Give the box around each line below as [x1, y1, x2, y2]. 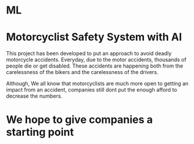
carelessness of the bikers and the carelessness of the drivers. [6, 69, 159, 76]
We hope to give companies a [6, 113, 153, 126]
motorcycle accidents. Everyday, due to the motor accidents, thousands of [6, 56, 187, 63]
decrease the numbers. [6, 92, 63, 100]
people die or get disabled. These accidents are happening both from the [6, 62, 183, 69]
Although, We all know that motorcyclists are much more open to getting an [6, 80, 189, 87]
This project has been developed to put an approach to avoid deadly [6, 50, 172, 57]
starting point [6, 126, 74, 139]
